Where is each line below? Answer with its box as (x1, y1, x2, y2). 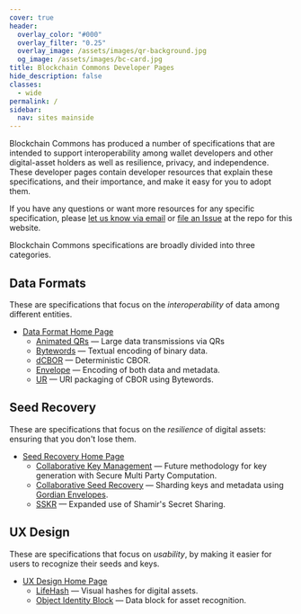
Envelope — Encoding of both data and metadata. (35, 364, 220, 375)
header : (9, 22, 39, 31)
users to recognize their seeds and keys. (9, 558, 160, 569)
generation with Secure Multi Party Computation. (35, 469, 217, 481)
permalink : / (9, 96, 58, 106)
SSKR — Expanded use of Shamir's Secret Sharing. (35, 498, 226, 509)
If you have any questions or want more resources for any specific (9, 203, 255, 214)
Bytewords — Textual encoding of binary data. (35, 345, 208, 356)
